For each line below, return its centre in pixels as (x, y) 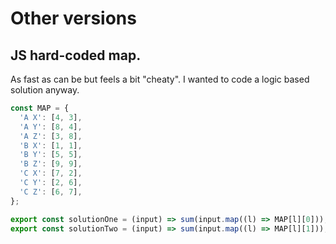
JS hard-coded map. (76, 55)
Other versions (73, 18)
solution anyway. (45, 90)
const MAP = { (40, 108)
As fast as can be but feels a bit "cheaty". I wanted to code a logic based (160, 79)
